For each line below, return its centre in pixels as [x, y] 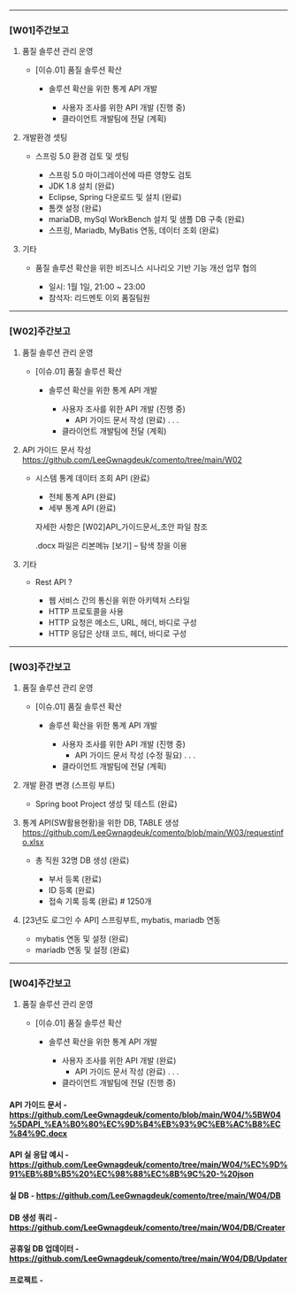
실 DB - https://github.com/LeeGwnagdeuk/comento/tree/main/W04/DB [145, 1195]
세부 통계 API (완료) [82, 508]
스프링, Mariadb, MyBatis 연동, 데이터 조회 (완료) [133, 230]
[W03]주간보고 [40, 666]
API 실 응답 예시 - [39, 1155]
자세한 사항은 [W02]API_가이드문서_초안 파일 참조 [121, 527]
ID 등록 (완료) [72, 889]
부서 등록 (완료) [75, 879]
